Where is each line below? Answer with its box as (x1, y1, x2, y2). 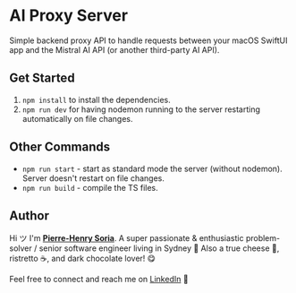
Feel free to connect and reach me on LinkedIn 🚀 (9, 274, 190, 285)
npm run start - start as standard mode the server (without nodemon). (21, 163, 283, 174)
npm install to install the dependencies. (21, 94, 172, 105)
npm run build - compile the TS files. (21, 182, 158, 193)
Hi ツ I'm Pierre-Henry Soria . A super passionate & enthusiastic (9, 233, 244, 244)
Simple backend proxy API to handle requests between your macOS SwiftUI (9, 35, 288, 46)
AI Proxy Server (9, 5, 128, 26)
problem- (245, 233, 280, 244)
